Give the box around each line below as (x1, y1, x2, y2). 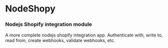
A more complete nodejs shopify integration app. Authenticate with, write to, (5, 32, 163, 38)
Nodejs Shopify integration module (5, 21, 92, 28)
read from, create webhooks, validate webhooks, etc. (5, 37, 115, 43)
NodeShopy (5, 3, 56, 14)
